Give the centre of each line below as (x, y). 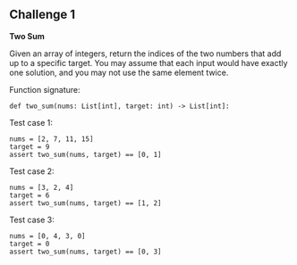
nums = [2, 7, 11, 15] (51, 139)
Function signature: (45, 89)
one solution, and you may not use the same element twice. (119, 72)
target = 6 (30, 195)
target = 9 (30, 146)
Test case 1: (31, 122)
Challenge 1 (42, 15)
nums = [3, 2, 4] (42, 187)
